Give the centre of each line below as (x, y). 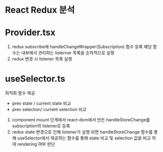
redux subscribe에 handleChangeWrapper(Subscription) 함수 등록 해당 (82, 47)
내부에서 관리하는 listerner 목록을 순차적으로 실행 (68, 53)
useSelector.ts (35, 79)
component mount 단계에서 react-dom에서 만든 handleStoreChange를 (81, 120)
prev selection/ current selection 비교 (49, 110)
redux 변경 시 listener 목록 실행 (42, 59)
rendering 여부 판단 (36, 144)
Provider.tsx (30, 33)
